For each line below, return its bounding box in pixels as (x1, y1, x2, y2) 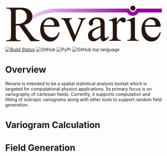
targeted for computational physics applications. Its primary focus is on (5, 85, 152, 91)
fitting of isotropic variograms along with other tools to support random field (5, 96, 162, 102)
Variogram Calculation (5, 119, 100, 131)
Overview (5, 64, 46, 75)
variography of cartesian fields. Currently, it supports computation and (5, 91, 150, 97)
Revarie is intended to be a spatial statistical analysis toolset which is (5, 80, 147, 86)
